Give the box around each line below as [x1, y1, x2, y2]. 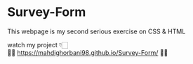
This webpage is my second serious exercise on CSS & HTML [7, 27, 186, 35]
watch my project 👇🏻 [7, 40, 68, 49]
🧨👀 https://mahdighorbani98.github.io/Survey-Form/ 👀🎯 [7, 48, 168, 56]
